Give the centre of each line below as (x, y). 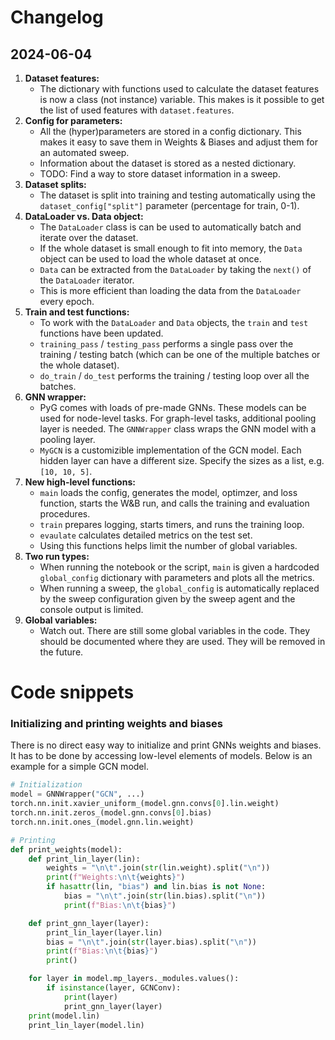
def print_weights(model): (66, 849)
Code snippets (72, 692)
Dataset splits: (55, 184)
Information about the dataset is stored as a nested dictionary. (168, 163)
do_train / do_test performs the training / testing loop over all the (174, 375)
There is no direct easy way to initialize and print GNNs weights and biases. (166, 745)
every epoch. (67, 301)
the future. (61, 652)
